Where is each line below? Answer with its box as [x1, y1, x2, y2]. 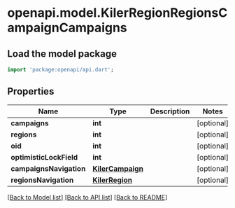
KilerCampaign [92, 163, 143, 173]
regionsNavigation [10, 175, 74, 185]
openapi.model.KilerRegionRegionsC [7, 5, 228, 21]
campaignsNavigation [10, 163, 86, 173]
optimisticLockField [10, 152, 78, 162]
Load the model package [7, 48, 117, 60]
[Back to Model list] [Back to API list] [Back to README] [7, 193, 168, 201]
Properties [7, 85, 55, 97]
